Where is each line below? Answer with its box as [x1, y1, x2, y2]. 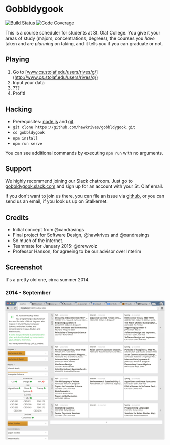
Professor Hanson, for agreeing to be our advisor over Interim [12, 248, 142, 254]
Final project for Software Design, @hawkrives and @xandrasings [12, 232, 150, 238]
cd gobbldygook [12, 130, 45, 135]
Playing [5, 55, 29, 64]
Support [5, 164, 32, 173]
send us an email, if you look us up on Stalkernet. [5, 198, 108, 204]
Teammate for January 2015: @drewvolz [12, 243, 97, 249]
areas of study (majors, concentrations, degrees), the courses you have [5, 35, 155, 41]
